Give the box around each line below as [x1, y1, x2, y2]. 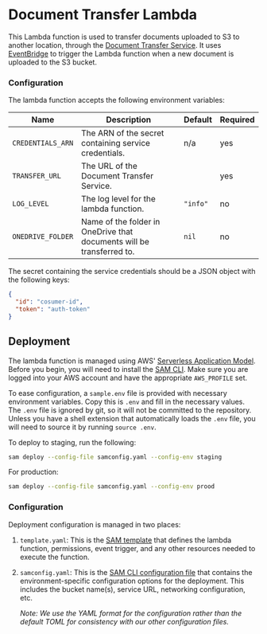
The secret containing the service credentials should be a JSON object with [8, 267, 256, 276]
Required [219, 114, 255, 125]
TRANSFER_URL [12, 171, 62, 181]
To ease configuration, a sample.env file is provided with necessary [8, 388, 228, 397]
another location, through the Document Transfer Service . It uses [8, 40, 222, 49]
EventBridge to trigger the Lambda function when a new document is [8, 49, 234, 58]
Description [106, 114, 152, 125]
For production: [8, 468, 59, 477]
